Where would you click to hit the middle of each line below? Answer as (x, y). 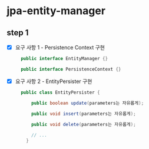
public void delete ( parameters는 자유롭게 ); (83, 124)
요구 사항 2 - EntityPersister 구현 (54, 81)
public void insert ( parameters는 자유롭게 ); (83, 114)
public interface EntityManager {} (64, 59)
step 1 (18, 33)
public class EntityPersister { (60, 92)
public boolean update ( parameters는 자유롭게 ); (87, 103)
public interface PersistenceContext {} (71, 69)
